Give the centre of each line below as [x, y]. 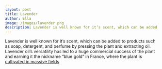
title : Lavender [21, 14]
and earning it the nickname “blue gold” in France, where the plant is [73, 56]
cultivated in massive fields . [33, 62]
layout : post [18, 9]
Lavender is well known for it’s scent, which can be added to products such [80, 41]
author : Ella [18, 18]
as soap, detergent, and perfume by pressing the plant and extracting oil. [78, 46]
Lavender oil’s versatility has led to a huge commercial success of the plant [80, 52]
